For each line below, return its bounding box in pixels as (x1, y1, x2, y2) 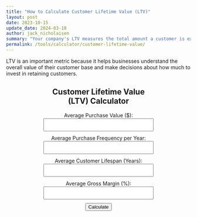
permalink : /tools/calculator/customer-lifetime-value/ (6, 42, 145, 48)
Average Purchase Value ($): (64, 111, 133, 118)
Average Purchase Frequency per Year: (51, 134, 146, 141)
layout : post (6, 14, 38, 20)
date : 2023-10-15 (6, 19, 49, 26)
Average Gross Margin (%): (65, 179, 132, 187)
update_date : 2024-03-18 (6, 25, 67, 31)
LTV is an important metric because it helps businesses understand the (6, 57, 178, 65)
